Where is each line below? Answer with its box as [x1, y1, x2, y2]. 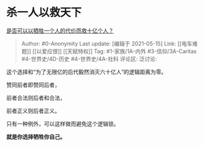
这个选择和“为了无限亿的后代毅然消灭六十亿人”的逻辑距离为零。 [6, 68, 167, 75]
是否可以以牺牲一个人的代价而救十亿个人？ [6, 27, 114, 34]
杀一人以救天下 [6, 5, 82, 20]
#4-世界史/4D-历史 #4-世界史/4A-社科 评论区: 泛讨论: [21, 55, 157, 62]
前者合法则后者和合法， [6, 94, 66, 101]
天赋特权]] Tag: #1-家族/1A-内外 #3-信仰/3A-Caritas [67, 47, 197, 55]
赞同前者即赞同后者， [6, 81, 60, 89]
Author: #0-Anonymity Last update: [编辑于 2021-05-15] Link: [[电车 [21, 40, 193, 47]
